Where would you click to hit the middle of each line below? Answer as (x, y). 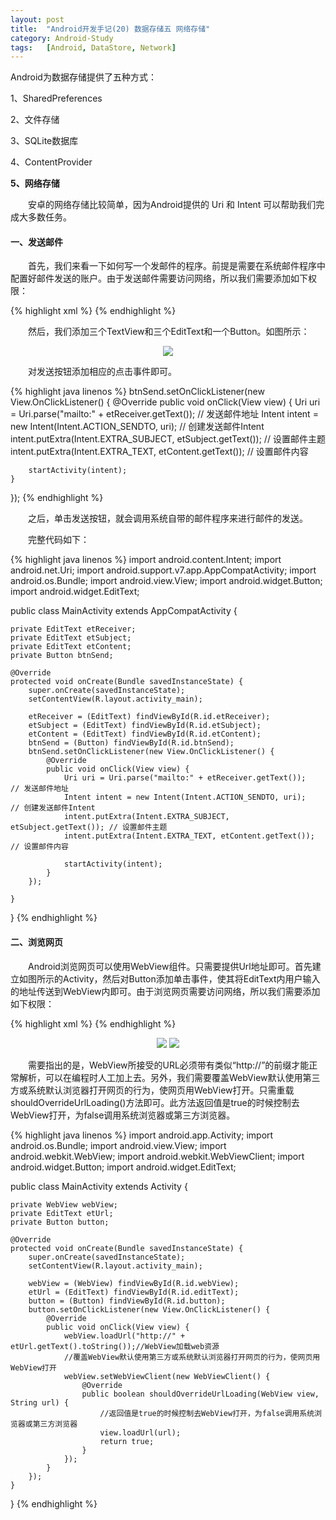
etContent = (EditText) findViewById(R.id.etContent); (145, 734)
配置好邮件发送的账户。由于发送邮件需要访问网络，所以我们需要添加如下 (159, 278)
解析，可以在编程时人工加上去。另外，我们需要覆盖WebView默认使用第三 (169, 1077)
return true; (127, 1441)
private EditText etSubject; (71, 638)
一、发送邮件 (36, 242)
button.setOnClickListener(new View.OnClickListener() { (149, 1309)
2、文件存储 (35, 120)
